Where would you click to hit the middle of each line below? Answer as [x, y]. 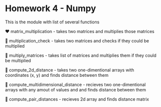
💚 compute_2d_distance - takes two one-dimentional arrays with [70, 70]
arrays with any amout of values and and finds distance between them [76, 89]
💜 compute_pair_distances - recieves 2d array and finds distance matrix [77, 99]
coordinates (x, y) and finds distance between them [57, 75]
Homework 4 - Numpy [51, 9]
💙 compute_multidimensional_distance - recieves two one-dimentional [75, 84]
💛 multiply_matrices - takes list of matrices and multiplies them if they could [81, 55]
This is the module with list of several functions [52, 22]
